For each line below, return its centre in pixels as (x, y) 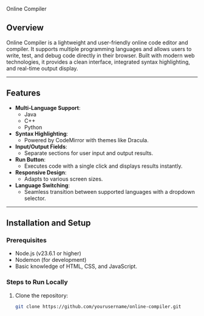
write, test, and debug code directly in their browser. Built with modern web (101, 55)
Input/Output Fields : (41, 146)
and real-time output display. (42, 68)
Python (33, 127)
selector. (35, 198)
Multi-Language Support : (48, 108)
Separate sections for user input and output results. (89, 153)
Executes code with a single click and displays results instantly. (103, 166)
